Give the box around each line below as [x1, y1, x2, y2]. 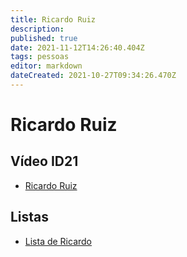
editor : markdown [10, 61, 83, 71]
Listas [10, 209, 50, 226]
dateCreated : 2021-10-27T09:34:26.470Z [10, 71, 177, 81]
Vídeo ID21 [10, 153, 79, 170]
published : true [10, 33, 78, 43]
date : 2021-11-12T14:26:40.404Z [10, 42, 145, 53]
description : [10, 24, 65, 34]
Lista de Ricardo [24, 235, 93, 247]
